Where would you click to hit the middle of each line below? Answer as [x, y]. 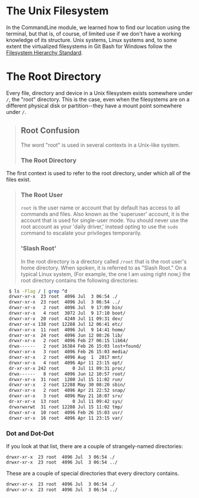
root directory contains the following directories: [79, 280]
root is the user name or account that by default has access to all [100, 208]
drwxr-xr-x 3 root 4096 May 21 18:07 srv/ [66, 396]
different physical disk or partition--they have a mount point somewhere [94, 106]
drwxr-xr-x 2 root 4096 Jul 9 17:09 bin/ [66, 308]
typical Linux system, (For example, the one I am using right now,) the [105, 274]
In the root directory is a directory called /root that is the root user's [104, 261]
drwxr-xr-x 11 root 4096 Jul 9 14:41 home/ [67, 330]
